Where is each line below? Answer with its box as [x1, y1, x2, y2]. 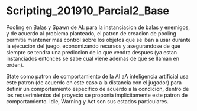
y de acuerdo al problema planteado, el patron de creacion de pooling [6, 30, 176, 37]
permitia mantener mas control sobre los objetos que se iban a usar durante [6, 36, 191, 43]
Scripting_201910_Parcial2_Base [6, 4, 170, 18]
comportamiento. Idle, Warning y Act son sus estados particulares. [6, 97, 169, 105]
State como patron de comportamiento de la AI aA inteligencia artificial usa [6, 73, 189, 80]
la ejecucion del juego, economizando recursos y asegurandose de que [6, 43, 181, 50]
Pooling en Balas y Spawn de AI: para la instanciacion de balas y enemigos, [6, 24, 190, 31]
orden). [6, 61, 24, 68]
